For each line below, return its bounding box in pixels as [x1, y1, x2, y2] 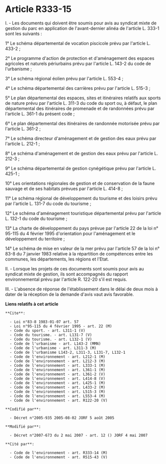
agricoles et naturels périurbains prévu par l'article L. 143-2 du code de [5, 60, 152, 66]
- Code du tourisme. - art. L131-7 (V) [9, 332, 92, 337]
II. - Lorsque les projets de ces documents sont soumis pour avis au [5, 265, 144, 271]
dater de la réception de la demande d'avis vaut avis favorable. [5, 291, 134, 297]
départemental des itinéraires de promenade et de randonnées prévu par [5, 105, 155, 111]
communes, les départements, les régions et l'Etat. [5, 256, 109, 262]
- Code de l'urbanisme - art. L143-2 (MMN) [9, 341, 101, 346]
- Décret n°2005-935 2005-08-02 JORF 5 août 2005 [9, 415, 114, 420]
